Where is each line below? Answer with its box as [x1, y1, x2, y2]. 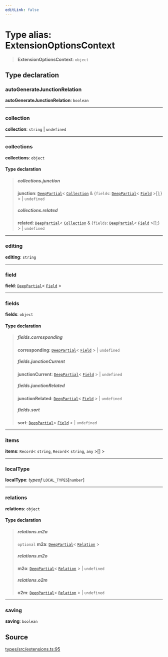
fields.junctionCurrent [17, 358, 65, 364]
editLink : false [5, 7, 39, 13]
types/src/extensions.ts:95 [5, 646, 60, 652]
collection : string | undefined [5, 126, 66, 132]
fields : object [5, 311, 33, 317]
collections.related [17, 207, 58, 213]
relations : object [5, 506, 40, 512]
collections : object [5, 154, 45, 161]
